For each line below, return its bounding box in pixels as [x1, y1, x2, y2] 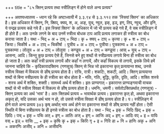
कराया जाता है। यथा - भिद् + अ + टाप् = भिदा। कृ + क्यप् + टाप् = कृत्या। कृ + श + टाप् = [5, 36, 150, 42]
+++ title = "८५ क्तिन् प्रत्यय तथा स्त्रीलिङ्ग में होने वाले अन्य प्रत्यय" [5, 5, 113, 10]
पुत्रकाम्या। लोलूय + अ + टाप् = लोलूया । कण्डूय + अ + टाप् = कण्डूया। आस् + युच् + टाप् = [5, 47, 151, 53]
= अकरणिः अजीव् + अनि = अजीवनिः [5, 124, 62, 129]
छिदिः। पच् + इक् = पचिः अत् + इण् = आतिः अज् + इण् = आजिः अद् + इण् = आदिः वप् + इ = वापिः [5, 113, 158, 118]
